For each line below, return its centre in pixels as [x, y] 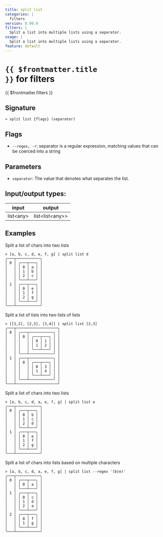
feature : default [23, 46]
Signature [20, 108]
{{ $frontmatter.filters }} [29, 92]
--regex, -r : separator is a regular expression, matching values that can [85, 146]
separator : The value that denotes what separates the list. [70, 179]
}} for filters [30, 79]
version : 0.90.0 [22, 23]
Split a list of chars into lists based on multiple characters [63, 462]
